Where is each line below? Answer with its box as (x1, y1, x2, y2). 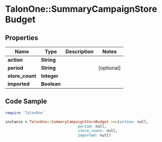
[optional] (98, 65, 121, 71)
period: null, (78, 124, 107, 129)
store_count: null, (78, 128, 118, 134)
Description (65, 48, 94, 55)
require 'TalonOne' (5, 110, 45, 115)
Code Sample (5, 97, 47, 106)
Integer (41, 72, 59, 79)
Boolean (41, 80, 61, 87)
